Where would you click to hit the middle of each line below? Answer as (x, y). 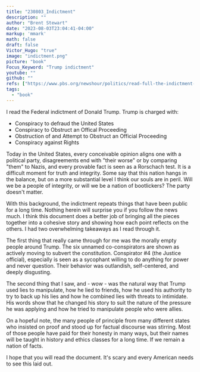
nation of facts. (25, 346)
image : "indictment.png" (37, 56)
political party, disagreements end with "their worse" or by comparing (92, 160)
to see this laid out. (29, 364)
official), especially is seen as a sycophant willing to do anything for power (98, 259)
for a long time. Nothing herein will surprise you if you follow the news (92, 210)
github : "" (20, 78)
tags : (13, 89)
